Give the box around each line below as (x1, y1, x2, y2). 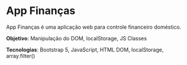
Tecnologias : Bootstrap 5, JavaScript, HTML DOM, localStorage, (6, 46, 164, 53)
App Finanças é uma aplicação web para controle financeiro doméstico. (6, 23, 182, 30)
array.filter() (6, 52, 36, 59)
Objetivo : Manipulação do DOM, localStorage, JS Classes (6, 35, 147, 42)
